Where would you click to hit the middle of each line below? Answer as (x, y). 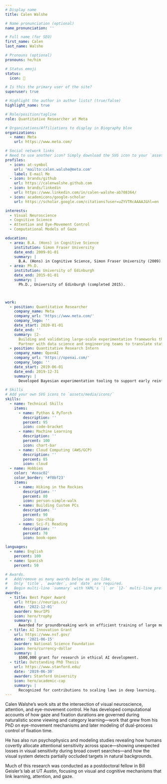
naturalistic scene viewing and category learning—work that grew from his (82, 720)
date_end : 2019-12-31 (36, 371)
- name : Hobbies (26, 468)
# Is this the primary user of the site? (49, 87)
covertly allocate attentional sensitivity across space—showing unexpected (82, 746)
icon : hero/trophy (33, 616)
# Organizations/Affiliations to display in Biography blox (69, 128)
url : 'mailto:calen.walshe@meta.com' (53, 169)
